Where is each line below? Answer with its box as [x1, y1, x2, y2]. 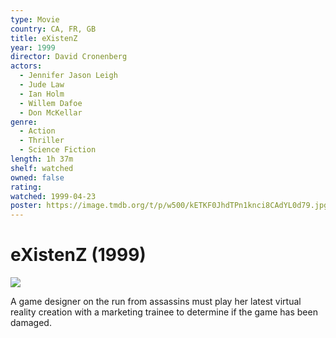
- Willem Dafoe [19, 98, 83, 108]
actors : [10, 61, 43, 71]
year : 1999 [10, 42, 56, 53]
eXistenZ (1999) [10, 244, 147, 266]
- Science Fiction [19, 145, 97, 155]
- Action [19, 126, 56, 136]
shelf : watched [10, 163, 74, 173]
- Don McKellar [19, 107, 83, 118]
